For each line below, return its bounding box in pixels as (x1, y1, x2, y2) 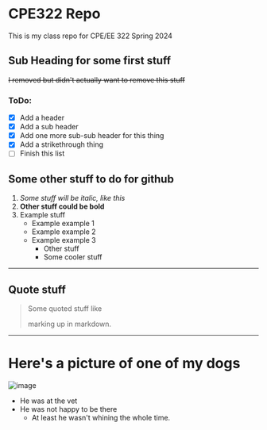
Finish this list (19, 148, 65, 159)
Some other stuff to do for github (8, 172, 175, 186)
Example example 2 (31, 227, 97, 236)
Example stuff (19, 210, 66, 220)
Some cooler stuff (43, 252, 103, 262)
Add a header (19, 113, 65, 123)
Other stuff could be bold (19, 202, 105, 211)
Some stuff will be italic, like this (19, 194, 126, 203)
